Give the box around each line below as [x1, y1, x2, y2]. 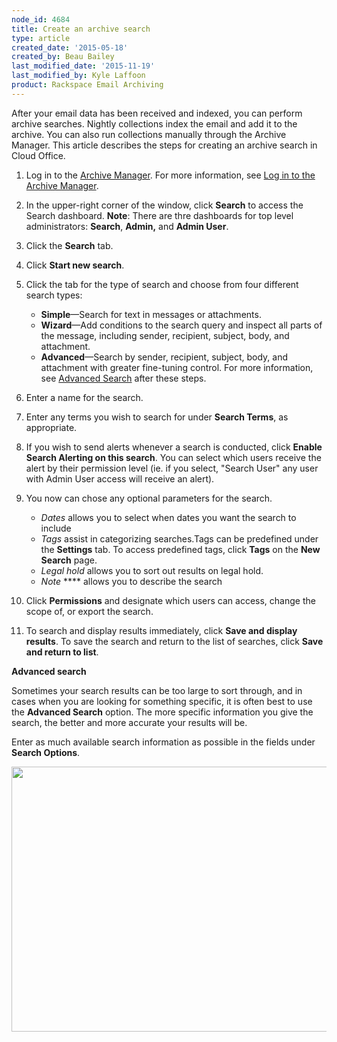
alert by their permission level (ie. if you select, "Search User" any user [25, 462, 319, 474]
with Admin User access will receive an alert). [25, 472, 215, 485]
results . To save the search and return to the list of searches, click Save [25, 635, 324, 647]
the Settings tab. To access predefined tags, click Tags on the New [40, 543, 321, 555]
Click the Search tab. [25, 239, 114, 251]
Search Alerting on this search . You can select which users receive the [25, 451, 322, 463]
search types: [25, 289, 83, 301]
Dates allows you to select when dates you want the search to [40, 511, 297, 523]
